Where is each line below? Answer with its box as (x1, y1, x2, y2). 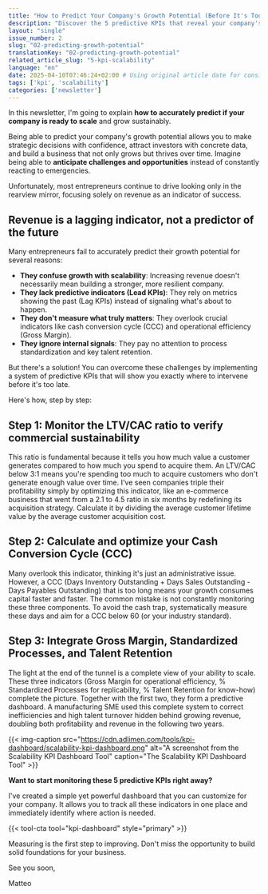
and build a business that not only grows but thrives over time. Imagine (8, 149, 242, 158)
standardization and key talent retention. (19, 347, 153, 357)
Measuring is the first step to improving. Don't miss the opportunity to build (8, 839, 255, 848)
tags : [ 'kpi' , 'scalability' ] (8, 78, 109, 86)
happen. (19, 305, 48, 314)
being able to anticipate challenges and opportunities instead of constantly (8, 158, 259, 167)
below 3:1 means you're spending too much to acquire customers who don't (8, 469, 258, 478)
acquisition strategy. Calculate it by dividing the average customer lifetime (8, 503, 251, 513)
